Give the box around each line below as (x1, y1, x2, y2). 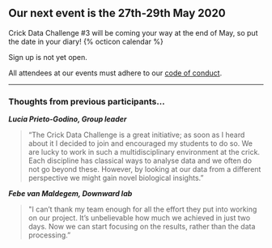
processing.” (28, 230, 71, 240)
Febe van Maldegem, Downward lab (8, 189, 133, 199)
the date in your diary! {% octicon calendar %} (8, 36, 164, 46)
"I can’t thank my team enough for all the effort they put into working (28, 204, 257, 214)
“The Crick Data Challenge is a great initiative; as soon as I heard (28, 130, 245, 140)
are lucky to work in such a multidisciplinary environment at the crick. (28, 148, 261, 157)
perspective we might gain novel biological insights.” (28, 173, 204, 183)
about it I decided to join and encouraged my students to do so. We (28, 139, 253, 148)
